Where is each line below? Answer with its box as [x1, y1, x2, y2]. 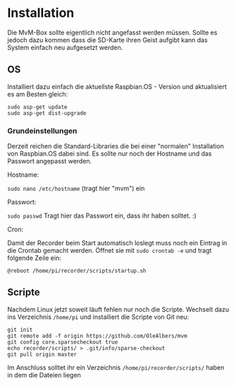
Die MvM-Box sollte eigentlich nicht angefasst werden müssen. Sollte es [7, 28, 218, 37]
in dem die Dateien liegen [7, 371, 81, 379]
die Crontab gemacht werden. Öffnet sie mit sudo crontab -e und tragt [7, 247, 212, 255]
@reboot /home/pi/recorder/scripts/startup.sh [7, 268, 147, 275]
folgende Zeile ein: [7, 254, 61, 262]
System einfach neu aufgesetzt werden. [7, 43, 123, 51]
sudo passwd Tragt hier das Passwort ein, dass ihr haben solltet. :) [7, 211, 197, 220]
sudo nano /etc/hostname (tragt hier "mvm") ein [7, 185, 145, 193]
